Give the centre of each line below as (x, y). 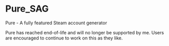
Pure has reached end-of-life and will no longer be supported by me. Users (85, 32)
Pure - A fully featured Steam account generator (56, 23)
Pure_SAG (27, 9)
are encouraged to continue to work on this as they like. (64, 38)
